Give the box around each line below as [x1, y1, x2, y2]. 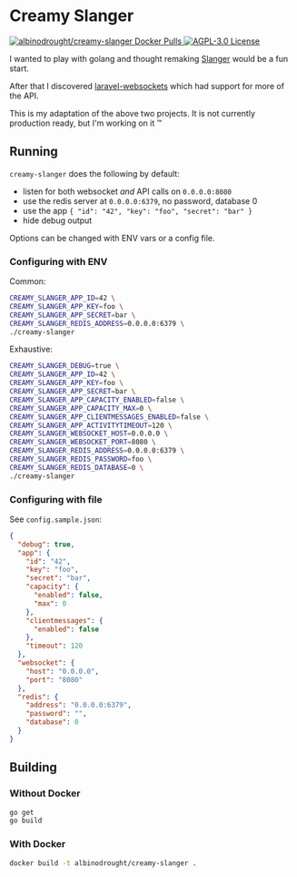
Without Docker [9, 787, 81, 800]
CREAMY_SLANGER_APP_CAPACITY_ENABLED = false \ [9, 395, 184, 404]
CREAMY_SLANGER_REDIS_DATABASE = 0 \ [9, 463, 144, 472]
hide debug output [22, 215, 93, 226]
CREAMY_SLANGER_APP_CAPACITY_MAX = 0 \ [9, 403, 153, 413]
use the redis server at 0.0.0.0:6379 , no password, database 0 [22, 195, 258, 206]
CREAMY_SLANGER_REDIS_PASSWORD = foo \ [9, 454, 153, 464]
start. [9, 63, 30, 74]
